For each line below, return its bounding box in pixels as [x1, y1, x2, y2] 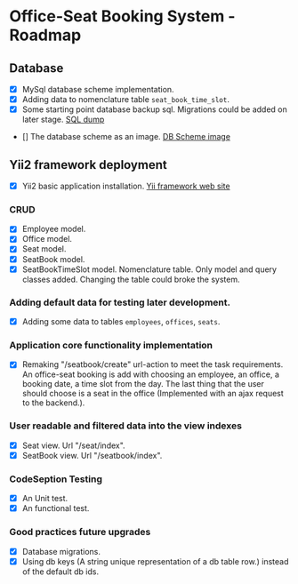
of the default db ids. [21, 566, 100, 577]
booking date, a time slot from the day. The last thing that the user [21, 379, 265, 389]
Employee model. [21, 224, 86, 235]
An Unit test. [21, 493, 68, 504]
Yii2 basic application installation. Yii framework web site [21, 180, 230, 191]
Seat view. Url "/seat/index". [21, 440, 126, 451]
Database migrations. [21, 546, 101, 556]
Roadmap [9, 25, 82, 45]
